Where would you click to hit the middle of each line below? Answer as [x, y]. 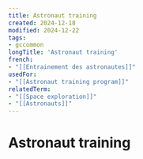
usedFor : [23, 74]
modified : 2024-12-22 [44, 30]
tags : [17, 38]
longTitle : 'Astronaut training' [63, 52]
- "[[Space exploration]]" [53, 97]
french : [21, 60]
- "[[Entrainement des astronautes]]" [72, 67]
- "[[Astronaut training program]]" [68, 81]
